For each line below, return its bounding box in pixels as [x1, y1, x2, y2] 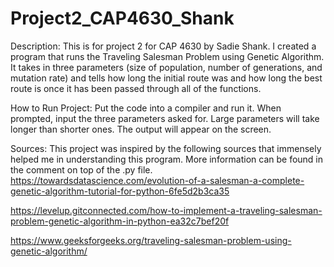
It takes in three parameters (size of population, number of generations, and [10, 61, 323, 73]
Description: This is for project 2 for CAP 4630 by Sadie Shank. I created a [10, 40, 317, 52]
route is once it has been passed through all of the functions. [10, 82, 262, 94]
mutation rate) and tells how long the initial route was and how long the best [10, 72, 323, 84]
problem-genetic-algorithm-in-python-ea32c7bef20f [10, 215, 230, 227]
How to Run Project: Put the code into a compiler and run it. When [10, 102, 282, 114]
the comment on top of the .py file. [10, 163, 153, 176]
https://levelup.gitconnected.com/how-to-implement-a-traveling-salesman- [10, 204, 323, 216]
